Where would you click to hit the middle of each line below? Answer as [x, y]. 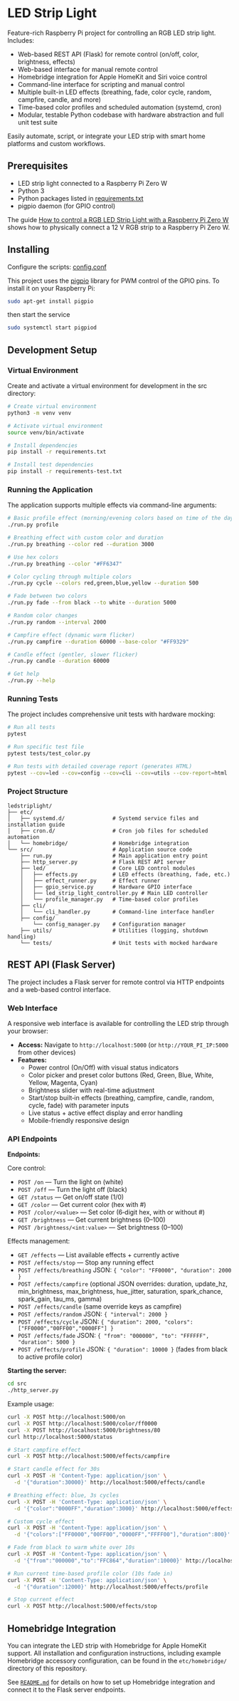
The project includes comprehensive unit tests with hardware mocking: [111, 714]
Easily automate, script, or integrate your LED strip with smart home [106, 136]
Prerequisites [38, 166]
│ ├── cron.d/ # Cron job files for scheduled [108, 831]
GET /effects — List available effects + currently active [99, 1255]
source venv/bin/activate [46, 432]
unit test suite [38, 122]
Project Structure [38, 791]
